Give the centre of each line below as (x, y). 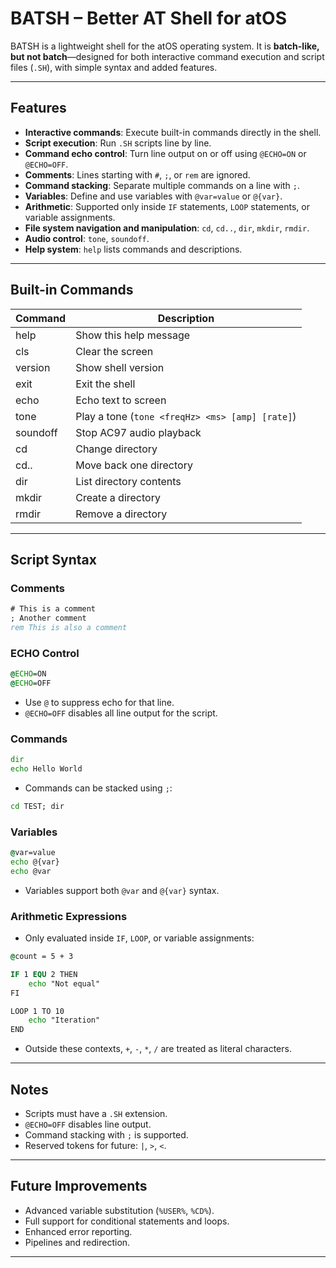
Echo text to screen (121, 400)
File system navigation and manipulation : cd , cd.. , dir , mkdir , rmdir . (167, 228)
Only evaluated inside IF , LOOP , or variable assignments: (139, 938)
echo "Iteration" (64, 1020)
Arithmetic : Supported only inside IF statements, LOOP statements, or (167, 206)
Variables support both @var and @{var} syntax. (122, 890)
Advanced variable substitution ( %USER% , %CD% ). (119, 1210)
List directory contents (128, 481)
